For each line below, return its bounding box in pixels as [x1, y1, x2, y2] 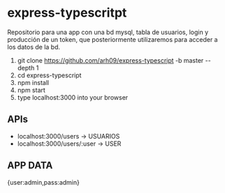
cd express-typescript [17, 71, 82, 79]
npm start [17, 86, 45, 94]
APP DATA [7, 160, 53, 171]
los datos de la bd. [7, 43, 61, 51]
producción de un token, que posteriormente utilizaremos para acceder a [7, 35, 218, 43]
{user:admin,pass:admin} [7, 178, 80, 186]
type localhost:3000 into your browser [17, 93, 129, 102]
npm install [17, 78, 50, 86]
